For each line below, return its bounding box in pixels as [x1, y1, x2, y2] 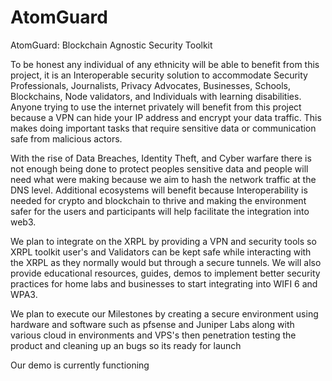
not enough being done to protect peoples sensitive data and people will [10, 162, 309, 175]
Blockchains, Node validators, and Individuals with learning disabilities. [10, 90, 302, 102]
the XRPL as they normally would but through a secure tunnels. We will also [10, 256, 322, 268]
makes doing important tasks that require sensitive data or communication [10, 122, 317, 134]
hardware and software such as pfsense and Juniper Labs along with [10, 318, 295, 330]
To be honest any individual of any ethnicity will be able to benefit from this [10, 58, 320, 70]
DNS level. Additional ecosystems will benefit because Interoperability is [10, 184, 308, 196]
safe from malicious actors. [10, 132, 123, 145]
